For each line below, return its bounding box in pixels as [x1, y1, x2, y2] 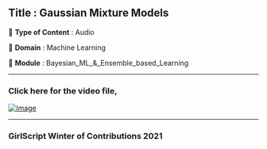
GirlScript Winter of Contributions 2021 [8, 131, 163, 142]
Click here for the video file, [8, 85, 118, 96]
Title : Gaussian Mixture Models [8, 6, 169, 20]
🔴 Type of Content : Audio [8, 27, 95, 36]
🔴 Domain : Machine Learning [8, 43, 106, 52]
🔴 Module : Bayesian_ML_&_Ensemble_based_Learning [8, 58, 189, 67]
